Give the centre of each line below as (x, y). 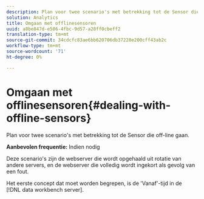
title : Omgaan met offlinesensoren (51, 23)
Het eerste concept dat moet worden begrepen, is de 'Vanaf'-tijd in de (94, 183)
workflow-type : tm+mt (34, 46)
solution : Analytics (32, 18)
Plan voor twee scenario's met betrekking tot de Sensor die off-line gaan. (98, 135)
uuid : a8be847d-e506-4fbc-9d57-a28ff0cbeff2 (63, 29)
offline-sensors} (49, 118)
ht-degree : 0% (24, 57)
